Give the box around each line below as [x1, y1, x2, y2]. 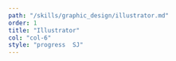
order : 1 [8, 19, 37, 27]
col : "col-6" [8, 33, 52, 42]
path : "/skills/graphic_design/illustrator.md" [8, 11, 170, 20]
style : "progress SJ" [8, 41, 84, 49]
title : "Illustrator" [8, 26, 80, 34]
